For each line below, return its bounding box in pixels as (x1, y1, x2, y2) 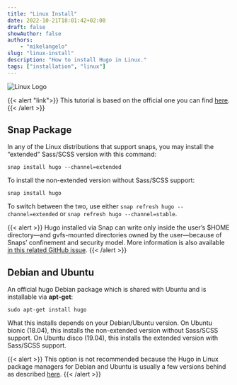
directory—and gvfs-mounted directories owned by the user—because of (7, 231, 222, 239)
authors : (7, 37, 33, 44)
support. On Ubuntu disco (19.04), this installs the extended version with (7, 333, 219, 343)
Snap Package (7, 124, 72, 136)
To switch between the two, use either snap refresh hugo (7, 202, 175, 211)
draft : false (7, 23, 46, 30)
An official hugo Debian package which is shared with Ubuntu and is (7, 285, 207, 294)
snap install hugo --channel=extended (7, 164, 122, 171)
